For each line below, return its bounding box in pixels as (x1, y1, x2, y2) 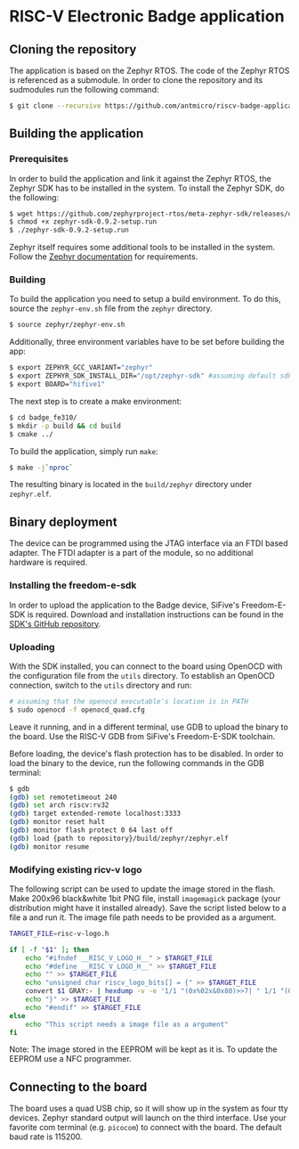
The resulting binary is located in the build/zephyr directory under (9, 479, 252, 490)
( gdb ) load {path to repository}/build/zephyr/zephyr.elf (9, 834, 229, 843)
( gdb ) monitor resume (9, 842, 90, 852)
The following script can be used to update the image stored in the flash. (9, 884, 276, 894)
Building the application (9, 126, 144, 142)
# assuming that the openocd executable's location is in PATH (9, 697, 249, 705)
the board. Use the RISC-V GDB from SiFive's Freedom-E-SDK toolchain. (9, 730, 276, 741)
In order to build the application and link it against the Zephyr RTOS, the (9, 173, 271, 183)
